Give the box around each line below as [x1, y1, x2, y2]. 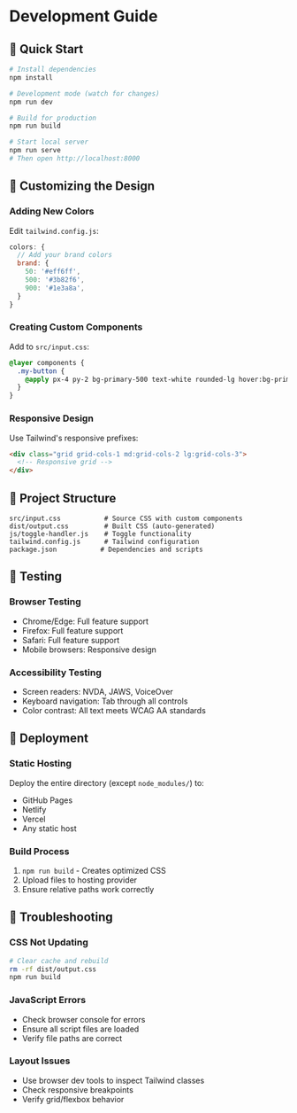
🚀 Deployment [9, 731, 88, 746]
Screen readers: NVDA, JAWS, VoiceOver [21, 686, 174, 697]
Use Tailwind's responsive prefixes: [9, 432, 139, 443]
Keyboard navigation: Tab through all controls [21, 696, 188, 706]
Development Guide [9, 6, 158, 27]
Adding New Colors [9, 206, 95, 218]
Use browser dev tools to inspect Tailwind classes [21, 1075, 205, 1086]
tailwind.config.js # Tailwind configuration [9, 537, 200, 546]
